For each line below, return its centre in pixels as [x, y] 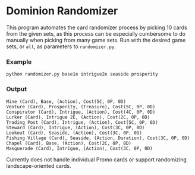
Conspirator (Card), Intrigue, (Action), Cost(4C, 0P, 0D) [81, 112]
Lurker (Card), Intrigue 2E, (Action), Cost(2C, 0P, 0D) [78, 117]
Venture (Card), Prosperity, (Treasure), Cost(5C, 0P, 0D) [81, 107]
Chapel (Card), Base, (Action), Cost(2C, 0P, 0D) [69, 143]
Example [19, 62]
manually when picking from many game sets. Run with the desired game [96, 40]
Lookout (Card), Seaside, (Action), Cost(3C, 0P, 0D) [74, 133]
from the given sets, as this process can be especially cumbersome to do [96, 33]
